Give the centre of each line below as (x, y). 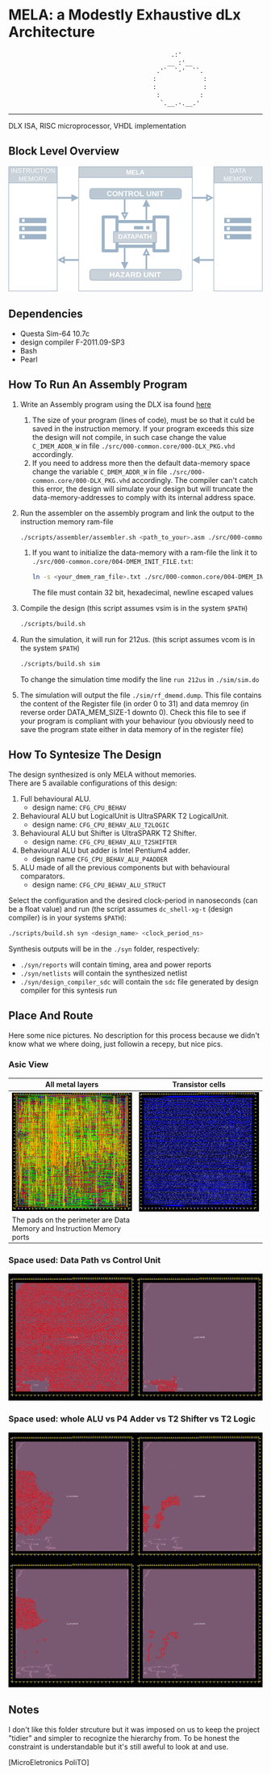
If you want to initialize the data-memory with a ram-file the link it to (145, 553)
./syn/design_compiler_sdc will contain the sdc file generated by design (139, 981)
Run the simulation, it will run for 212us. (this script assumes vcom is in (138, 640)
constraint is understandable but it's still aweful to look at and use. (119, 1746)
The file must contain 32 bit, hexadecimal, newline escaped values (143, 593)
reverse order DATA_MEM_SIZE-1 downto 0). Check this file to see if (133, 713)
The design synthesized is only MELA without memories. (102, 774)
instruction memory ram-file (67, 521)
